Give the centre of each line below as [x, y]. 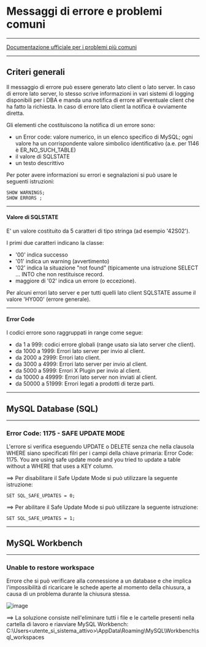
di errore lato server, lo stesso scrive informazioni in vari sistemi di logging [100, 93]
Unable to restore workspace [51, 568]
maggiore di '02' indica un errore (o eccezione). [76, 281]
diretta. [15, 113]
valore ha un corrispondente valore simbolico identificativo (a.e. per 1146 [107, 143]
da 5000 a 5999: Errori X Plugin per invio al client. [78, 371]
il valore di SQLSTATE [43, 156]
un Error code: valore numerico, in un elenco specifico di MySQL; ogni [104, 137]
